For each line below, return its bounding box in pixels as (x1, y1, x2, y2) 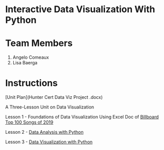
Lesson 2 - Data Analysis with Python (5, 129, 84, 135)
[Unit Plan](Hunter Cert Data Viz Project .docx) (5, 94, 103, 100)
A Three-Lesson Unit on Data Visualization (5, 104, 94, 110)
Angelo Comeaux (12, 54, 49, 60)
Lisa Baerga (12, 60, 38, 66)
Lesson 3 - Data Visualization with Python (5, 139, 93, 145)
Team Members (5, 37, 73, 49)
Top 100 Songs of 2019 (5, 119, 53, 125)
